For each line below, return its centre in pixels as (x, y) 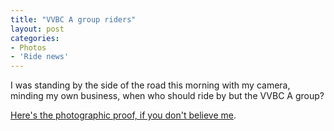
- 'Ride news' (40, 57)
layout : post (37, 29)
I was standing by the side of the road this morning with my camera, (150, 85)
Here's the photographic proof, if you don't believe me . (123, 115)
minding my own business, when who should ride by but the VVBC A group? (167, 96)
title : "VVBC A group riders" (73, 19)
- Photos (28, 47)
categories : (35, 38)
